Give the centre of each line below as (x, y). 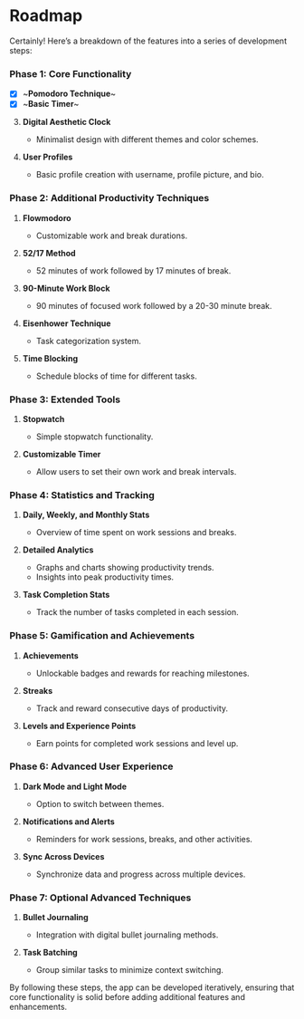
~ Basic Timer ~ (51, 104)
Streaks (38, 690)
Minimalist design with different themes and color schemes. (147, 139)
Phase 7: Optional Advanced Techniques (100, 898)
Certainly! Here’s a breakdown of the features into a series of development (148, 41)
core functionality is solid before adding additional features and (128, 997)
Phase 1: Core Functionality (71, 73)
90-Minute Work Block (66, 288)
